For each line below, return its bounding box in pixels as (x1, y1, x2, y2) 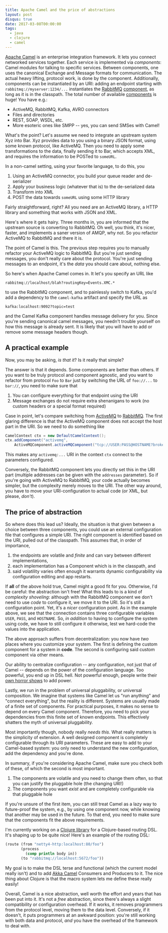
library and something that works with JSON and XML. (5, 209, 117, 215)
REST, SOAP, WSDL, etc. (12, 117, 63, 123)
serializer (12, 178, 31, 184)
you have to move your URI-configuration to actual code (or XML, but (5, 488, 148, 494)
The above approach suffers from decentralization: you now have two (5, 636, 149, 642)
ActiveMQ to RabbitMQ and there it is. (5, 235, 83, 241)
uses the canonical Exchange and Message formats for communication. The (5, 70, 162, 76)
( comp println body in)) (25, 851, 77, 856)
